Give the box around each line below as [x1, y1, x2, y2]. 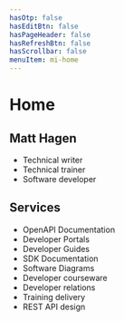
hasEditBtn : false [9, 22, 79, 31]
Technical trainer [22, 164, 86, 175]
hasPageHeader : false [9, 30, 91, 39]
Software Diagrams [22, 262, 95, 273]
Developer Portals [22, 233, 91, 245]
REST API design [22, 301, 86, 312]
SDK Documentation [22, 253, 99, 264]
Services [9, 200, 62, 216]
